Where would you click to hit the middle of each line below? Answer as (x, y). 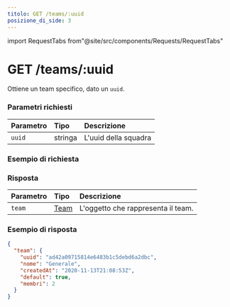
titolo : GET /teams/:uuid (45, 14)
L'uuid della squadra (117, 138)
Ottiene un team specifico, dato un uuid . (66, 89)
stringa (65, 138)
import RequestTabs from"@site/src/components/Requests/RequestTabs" (115, 40)
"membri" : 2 (38, 284)
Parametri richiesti (40, 107)
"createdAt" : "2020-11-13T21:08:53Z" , (77, 270)
